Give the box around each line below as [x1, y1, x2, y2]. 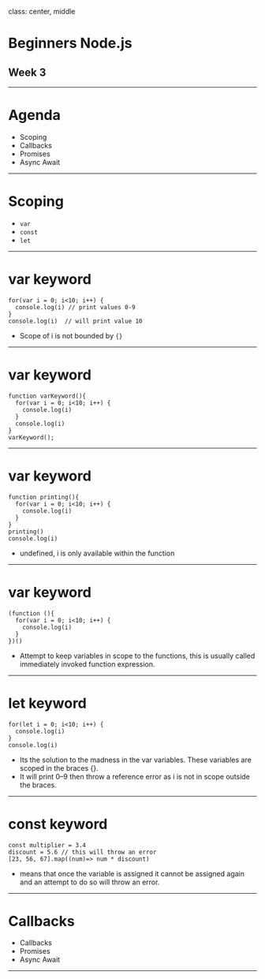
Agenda [8, 106, 61, 125]
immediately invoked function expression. [19, 659, 155, 669]
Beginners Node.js [8, 35, 132, 52]
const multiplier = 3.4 [8, 841, 87, 849]
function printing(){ [8, 493, 80, 501]
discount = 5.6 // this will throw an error [8, 848, 157, 856]
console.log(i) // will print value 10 [8, 317, 144, 325]
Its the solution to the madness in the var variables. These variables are [19, 755, 252, 764]
